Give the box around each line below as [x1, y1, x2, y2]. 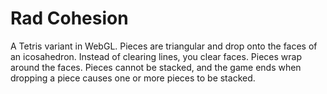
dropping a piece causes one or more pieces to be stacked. [10, 72, 256, 84]
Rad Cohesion [10, 7, 129, 30]
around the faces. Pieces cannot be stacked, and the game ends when [10, 61, 302, 73]
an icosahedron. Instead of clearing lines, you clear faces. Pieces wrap [10, 50, 303, 62]
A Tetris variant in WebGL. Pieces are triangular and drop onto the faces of [10, 40, 318, 52]
